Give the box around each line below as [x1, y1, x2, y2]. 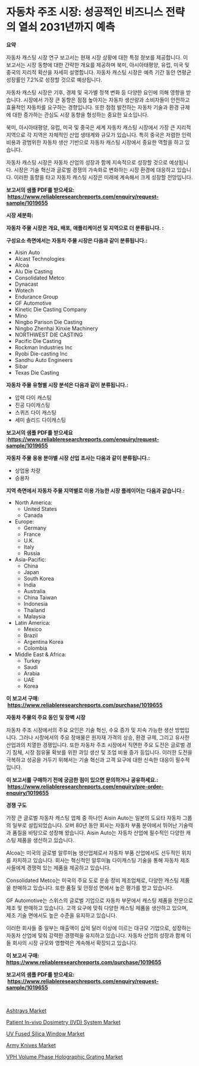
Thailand [23, 606, 46, 613]
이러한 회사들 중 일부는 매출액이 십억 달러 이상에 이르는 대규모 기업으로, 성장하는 [6, 924, 192, 931]
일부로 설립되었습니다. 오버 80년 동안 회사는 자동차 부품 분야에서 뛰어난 [12, 821, 178, 828]
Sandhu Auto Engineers [14, 356, 73, 363]
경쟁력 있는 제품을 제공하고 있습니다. [26, 864, 111, 871]
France [23, 531, 42, 538]
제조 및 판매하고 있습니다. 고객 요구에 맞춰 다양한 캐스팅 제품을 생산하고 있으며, [6, 904, 188, 911]
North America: [14, 498, 52, 506]
